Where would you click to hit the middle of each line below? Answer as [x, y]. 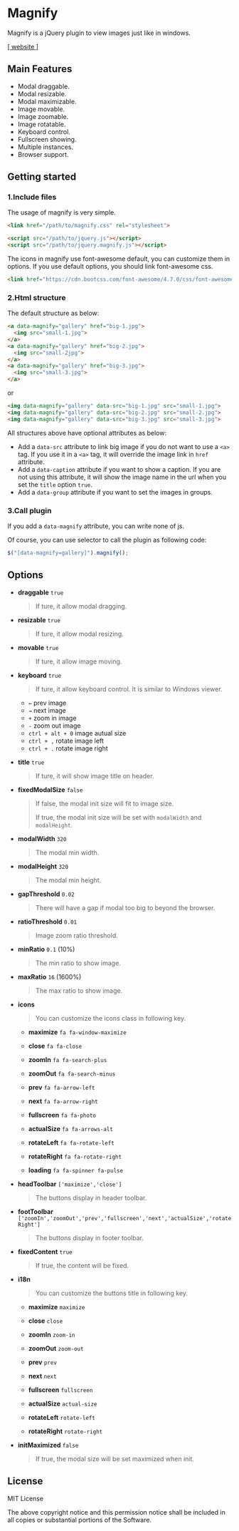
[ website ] [23, 46]
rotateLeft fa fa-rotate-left [71, 1143]
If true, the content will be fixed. [82, 1265]
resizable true [39, 620]
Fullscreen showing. [47, 139]
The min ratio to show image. [78, 963]
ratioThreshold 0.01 [47, 922]
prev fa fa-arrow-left [62, 1087]
